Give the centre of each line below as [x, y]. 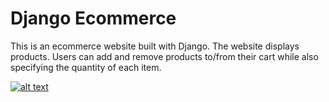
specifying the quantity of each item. [86, 67]
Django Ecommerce [93, 18]
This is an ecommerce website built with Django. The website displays [155, 46]
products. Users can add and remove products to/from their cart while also [164, 56]
